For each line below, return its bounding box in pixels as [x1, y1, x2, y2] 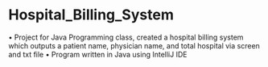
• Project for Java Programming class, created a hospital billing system [8, 32, 244, 42]
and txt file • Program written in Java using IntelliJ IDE [8, 49, 188, 59]
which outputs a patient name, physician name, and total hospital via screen [8, 40, 260, 50]
